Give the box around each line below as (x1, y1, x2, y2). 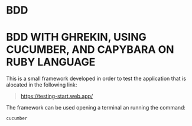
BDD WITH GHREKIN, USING (6, 31, 147, 44)
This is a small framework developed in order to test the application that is (6, 75, 186, 82)
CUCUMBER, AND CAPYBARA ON (6, 43, 174, 57)
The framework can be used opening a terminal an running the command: (6, 104, 186, 111)
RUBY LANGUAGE (6, 55, 96, 69)
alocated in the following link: (6, 81, 77, 88)
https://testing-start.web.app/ (20, 92, 93, 100)
